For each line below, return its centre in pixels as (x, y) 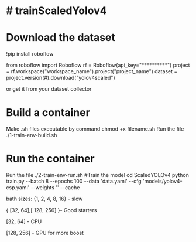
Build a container (48, 113)
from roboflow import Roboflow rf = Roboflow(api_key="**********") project (98, 65)
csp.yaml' (18, 188)
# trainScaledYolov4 (56, 11)
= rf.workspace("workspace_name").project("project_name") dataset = (92, 71)
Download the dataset (61, 38)
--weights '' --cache (55, 188)
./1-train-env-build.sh (32, 135)
